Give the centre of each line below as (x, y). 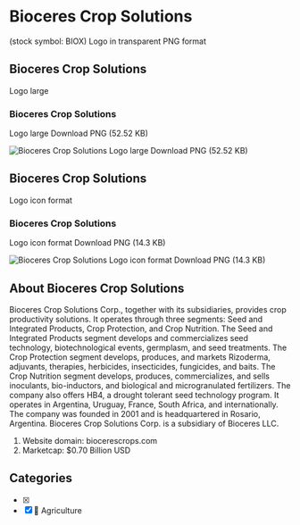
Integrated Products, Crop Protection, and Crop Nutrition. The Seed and (141, 329)
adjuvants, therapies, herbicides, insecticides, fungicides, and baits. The (142, 366)
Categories (41, 478)
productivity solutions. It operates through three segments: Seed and (136, 319)
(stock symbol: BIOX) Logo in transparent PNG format (108, 41)
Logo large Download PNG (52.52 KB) (79, 133)
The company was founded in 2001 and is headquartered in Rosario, (135, 413)
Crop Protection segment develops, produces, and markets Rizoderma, (140, 357)
